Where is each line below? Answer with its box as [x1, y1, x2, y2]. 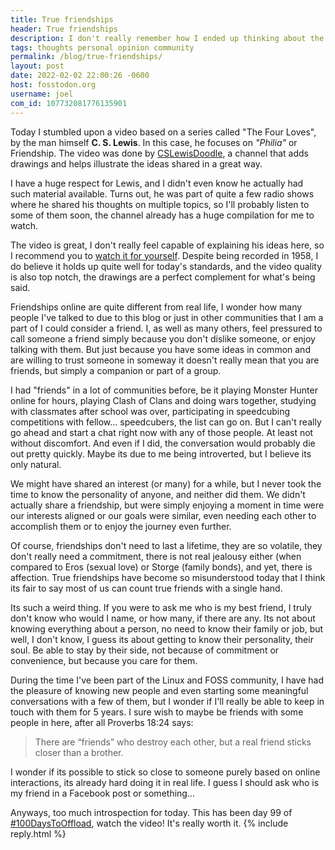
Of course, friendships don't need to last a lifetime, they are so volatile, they [10, 539, 323, 551]
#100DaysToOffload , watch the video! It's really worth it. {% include [10, 817, 289, 829]
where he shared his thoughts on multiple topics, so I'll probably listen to [10, 198, 310, 210]
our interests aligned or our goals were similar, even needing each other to [10, 509, 317, 521]
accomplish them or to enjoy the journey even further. [10, 520, 232, 532]
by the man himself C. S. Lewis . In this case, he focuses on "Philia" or [10, 136, 298, 148]
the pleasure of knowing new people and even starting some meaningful [10, 684, 309, 696]
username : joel [10, 89, 74, 99]
